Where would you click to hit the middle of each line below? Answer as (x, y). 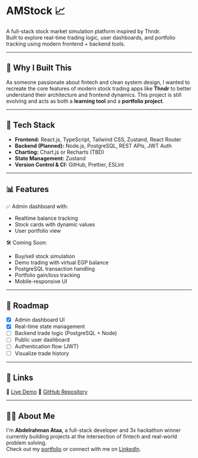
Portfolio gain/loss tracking (47, 275)
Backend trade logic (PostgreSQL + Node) (66, 333)
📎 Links (20, 377)
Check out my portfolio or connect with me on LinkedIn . (74, 449)
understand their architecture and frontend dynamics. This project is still (94, 95)
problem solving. (27, 443)
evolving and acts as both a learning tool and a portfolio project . (85, 101)
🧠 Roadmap (27, 305)
